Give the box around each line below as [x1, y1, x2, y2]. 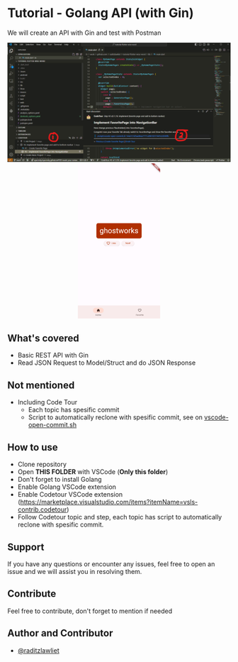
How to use [7, 441, 58, 453]
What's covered [7, 332, 79, 345]
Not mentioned [7, 379, 75, 391]
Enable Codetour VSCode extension [17, 490, 123, 499]
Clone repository [17, 460, 67, 469]
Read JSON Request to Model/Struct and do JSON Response [17, 358, 196, 367]
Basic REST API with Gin [17, 351, 89, 360]
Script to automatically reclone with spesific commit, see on [28, 413, 203, 421]
